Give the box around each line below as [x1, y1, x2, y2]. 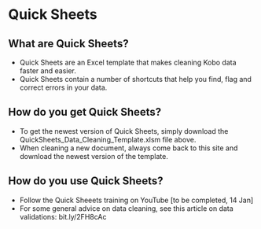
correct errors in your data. [19, 83, 108, 92]
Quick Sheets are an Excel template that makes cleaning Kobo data [19, 57, 237, 67]
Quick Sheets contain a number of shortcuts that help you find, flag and [19, 75, 252, 83]
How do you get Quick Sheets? [8, 105, 162, 119]
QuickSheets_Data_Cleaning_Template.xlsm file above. [19, 135, 197, 144]
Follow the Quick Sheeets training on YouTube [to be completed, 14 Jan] [19, 195, 254, 205]
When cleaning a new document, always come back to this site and [19, 143, 238, 153]
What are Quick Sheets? [8, 37, 129, 50]
